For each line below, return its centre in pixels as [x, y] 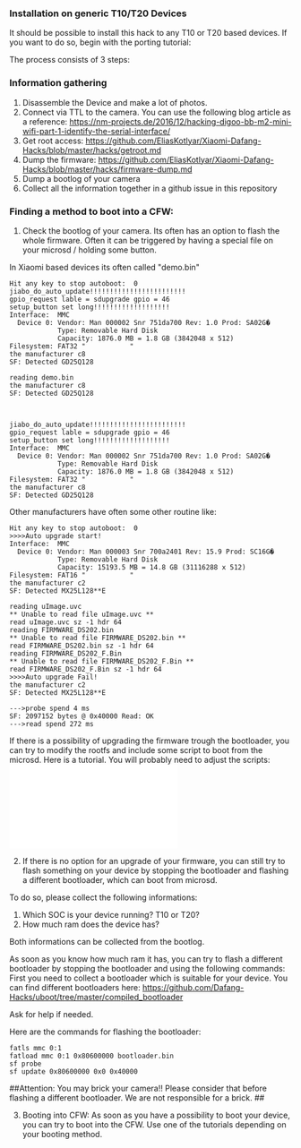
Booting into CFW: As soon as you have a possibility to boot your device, [156, 1115]
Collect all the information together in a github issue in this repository [150, 188]
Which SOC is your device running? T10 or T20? [111, 914]
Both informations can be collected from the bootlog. [107, 941]
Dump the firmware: [59, 159]
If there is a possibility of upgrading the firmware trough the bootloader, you [149, 741]
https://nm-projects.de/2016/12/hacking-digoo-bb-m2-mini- [181, 121]
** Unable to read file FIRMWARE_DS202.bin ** [98, 638]
